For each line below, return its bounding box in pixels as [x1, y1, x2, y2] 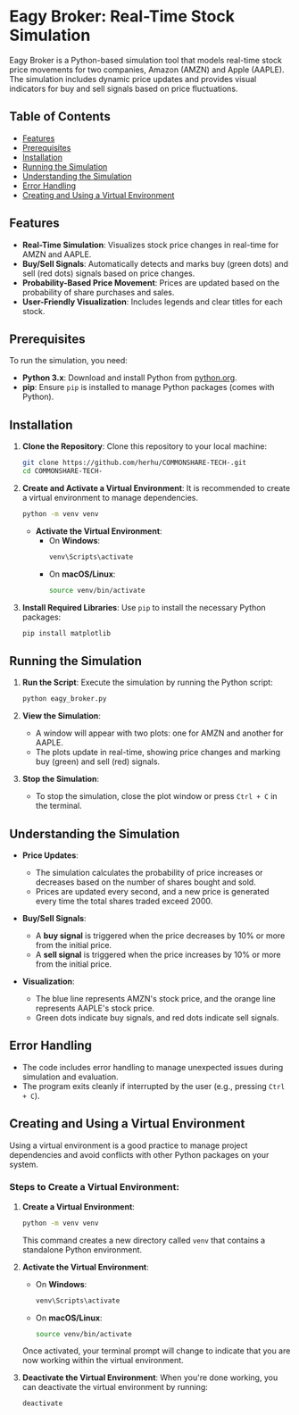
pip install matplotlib [21, 628, 112, 637]
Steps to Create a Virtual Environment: [9, 1181, 180, 1194]
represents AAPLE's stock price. [35, 1003, 154, 1013]
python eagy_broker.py [21, 695, 107, 703]
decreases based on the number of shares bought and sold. [35, 877, 256, 887]
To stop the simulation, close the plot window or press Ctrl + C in [35, 791, 278, 802]
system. [9, 1159, 38, 1169]
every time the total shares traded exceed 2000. [35, 895, 213, 906]
